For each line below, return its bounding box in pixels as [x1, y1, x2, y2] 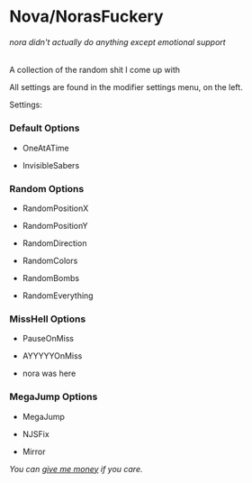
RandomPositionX [22, 203, 89, 214]
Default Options [9, 122, 80, 134]
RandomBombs [22, 272, 79, 283]
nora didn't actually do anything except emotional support [9, 36, 227, 47]
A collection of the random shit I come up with [9, 65, 181, 76]
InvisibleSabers [22, 159, 80, 170]
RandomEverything [22, 290, 94, 301]
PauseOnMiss [22, 333, 75, 344]
